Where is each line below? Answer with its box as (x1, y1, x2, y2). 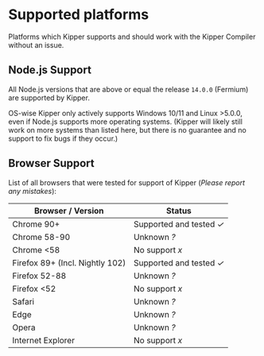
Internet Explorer (12, 335, 76, 346)
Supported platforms (8, 6, 149, 24)
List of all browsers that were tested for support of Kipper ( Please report (8, 177, 245, 188)
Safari (12, 296, 34, 307)
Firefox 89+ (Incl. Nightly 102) (12, 257, 126, 268)
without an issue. (8, 40, 64, 49)
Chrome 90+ (12, 219, 60, 230)
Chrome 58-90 (12, 231, 71, 242)
